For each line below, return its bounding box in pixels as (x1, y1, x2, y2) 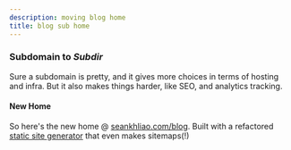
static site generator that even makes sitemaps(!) (9, 130, 190, 141)
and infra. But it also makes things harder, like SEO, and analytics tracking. (9, 80, 283, 91)
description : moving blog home (9, 12, 126, 22)
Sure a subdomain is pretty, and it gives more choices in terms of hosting (9, 71, 279, 81)
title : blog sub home (9, 21, 90, 30)
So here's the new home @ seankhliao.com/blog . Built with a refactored (9, 121, 274, 131)
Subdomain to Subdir (9, 51, 103, 63)
